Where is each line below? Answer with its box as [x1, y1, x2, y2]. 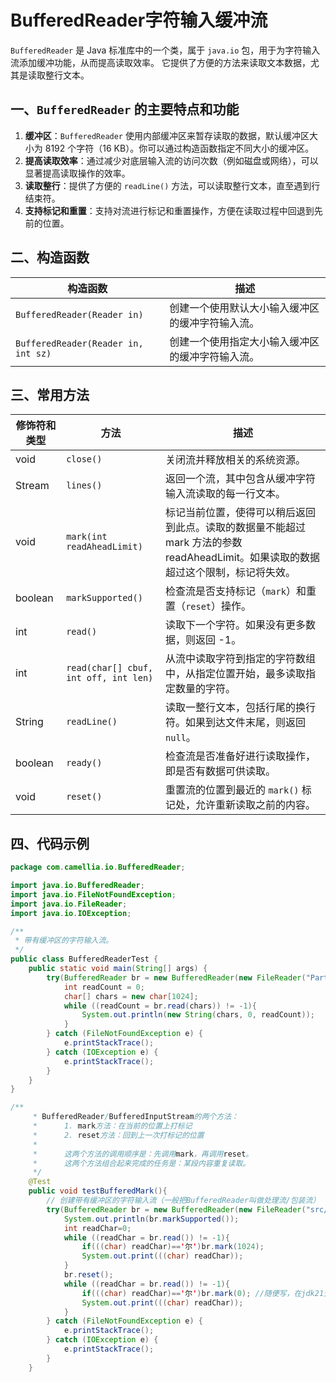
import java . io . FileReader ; [10, 899, 128, 909]
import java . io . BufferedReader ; [10, 881, 145, 891]
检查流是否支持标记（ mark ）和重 [165, 584, 317, 598]
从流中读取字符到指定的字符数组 [165, 652, 317, 666]
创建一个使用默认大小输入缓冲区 [169, 301, 320, 315]
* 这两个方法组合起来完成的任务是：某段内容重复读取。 [32, 1158, 251, 1168]
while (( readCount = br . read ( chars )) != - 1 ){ [63, 1001, 257, 1011]
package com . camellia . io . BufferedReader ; [10, 862, 186, 873]
